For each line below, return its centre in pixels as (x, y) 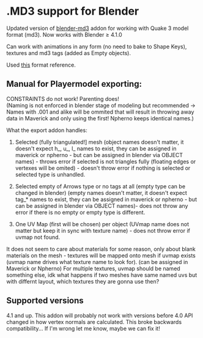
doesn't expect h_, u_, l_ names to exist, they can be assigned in (96, 149)
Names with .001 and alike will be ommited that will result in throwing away (100, 112)
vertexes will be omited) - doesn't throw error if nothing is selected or (103, 168)
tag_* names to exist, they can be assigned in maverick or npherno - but (106, 199)
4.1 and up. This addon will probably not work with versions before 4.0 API (100, 315)
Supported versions (45, 301)
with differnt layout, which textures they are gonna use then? (83, 281)
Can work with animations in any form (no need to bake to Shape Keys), (97, 46)
